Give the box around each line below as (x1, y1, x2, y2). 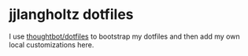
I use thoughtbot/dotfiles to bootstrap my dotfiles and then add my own (9, 32, 240, 41)
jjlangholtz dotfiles (9, 6, 134, 24)
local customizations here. (9, 39, 94, 49)
